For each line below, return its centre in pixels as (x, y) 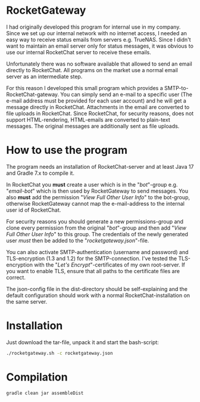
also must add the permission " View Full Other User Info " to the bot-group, (98, 197)
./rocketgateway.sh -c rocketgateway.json (60, 353)
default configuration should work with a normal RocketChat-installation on (98, 295)
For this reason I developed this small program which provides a (85, 88)
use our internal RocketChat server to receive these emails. (79, 52)
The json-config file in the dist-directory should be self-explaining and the (97, 289)
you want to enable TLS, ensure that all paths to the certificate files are (93, 271)
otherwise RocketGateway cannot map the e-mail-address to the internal (95, 203)
